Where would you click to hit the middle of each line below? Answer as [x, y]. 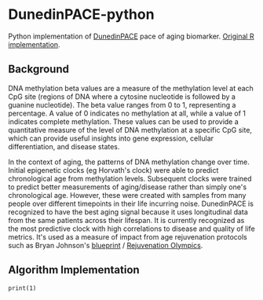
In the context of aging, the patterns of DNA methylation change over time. [129, 162]
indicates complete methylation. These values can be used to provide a [124, 121]
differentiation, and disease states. [64, 146]
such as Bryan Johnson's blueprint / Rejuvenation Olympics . [106, 245]
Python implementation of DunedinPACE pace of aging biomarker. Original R [131, 36]
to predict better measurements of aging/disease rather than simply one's [128, 187]
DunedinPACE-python [81, 15]
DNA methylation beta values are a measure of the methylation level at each [131, 88]
